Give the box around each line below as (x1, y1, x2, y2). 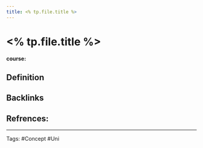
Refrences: (6, 113, 49, 124)
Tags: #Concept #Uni (6, 135, 59, 143)
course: (6, 55, 27, 62)
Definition (6, 72, 44, 82)
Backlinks (6, 93, 44, 103)
